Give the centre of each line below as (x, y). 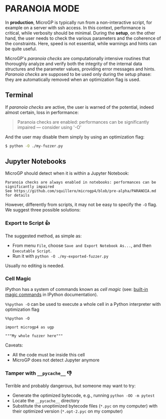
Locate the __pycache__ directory (46, 401)
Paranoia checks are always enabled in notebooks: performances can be (81, 182)
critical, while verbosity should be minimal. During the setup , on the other (80, 33)
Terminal (19, 95)
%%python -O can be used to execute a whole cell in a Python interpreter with (83, 304)
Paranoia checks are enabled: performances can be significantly (83, 122)
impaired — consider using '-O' (49, 127)
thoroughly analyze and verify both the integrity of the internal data (74, 64)
